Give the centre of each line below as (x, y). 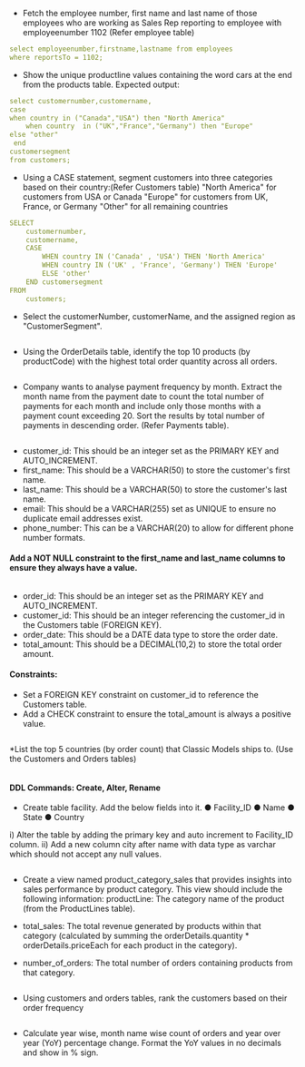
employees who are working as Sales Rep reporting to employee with (152, 23)
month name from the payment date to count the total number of (143, 396)
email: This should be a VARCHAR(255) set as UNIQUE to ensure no (149, 508)
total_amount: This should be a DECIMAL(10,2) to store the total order (152, 644)
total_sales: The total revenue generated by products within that (142, 926)
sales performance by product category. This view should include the (152, 889)
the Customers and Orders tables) (73, 759)
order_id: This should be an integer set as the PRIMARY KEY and (143, 596)
